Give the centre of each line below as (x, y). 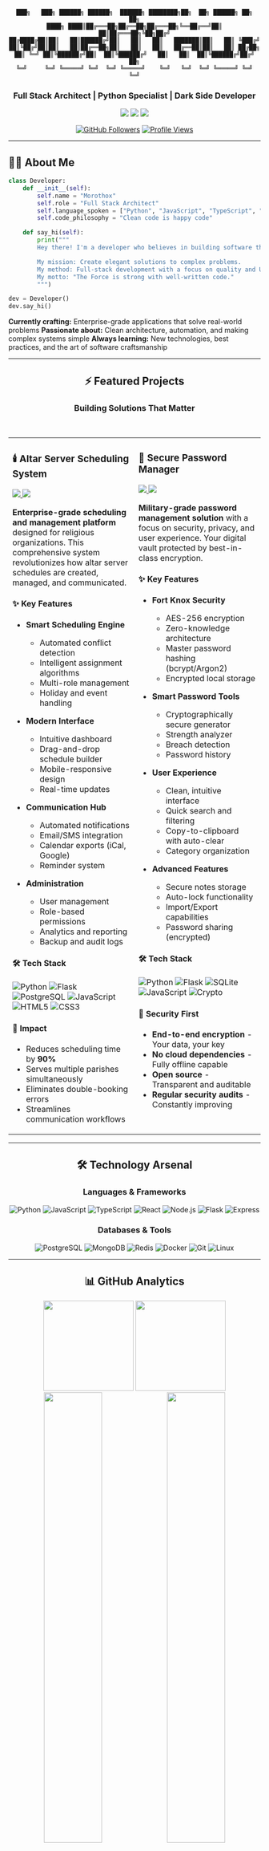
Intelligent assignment (81, 663)
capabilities (187, 917)
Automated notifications (84, 825)
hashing (181, 658)
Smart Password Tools (196, 696)
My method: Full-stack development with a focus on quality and (147, 270)
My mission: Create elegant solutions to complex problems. (139, 262)
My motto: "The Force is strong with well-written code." (136, 277)
